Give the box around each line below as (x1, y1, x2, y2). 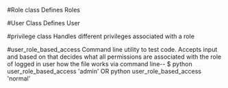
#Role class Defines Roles (7, 6, 81, 14)
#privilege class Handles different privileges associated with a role (7, 32, 195, 40)
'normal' (7, 74, 31, 83)
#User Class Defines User (7, 19, 81, 27)
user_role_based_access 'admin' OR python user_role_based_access (7, 68, 202, 75)
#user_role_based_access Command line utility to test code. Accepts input (7, 46, 218, 53)
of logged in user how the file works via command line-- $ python (7, 60, 193, 68)
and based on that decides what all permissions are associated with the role (7, 53, 222, 61)
